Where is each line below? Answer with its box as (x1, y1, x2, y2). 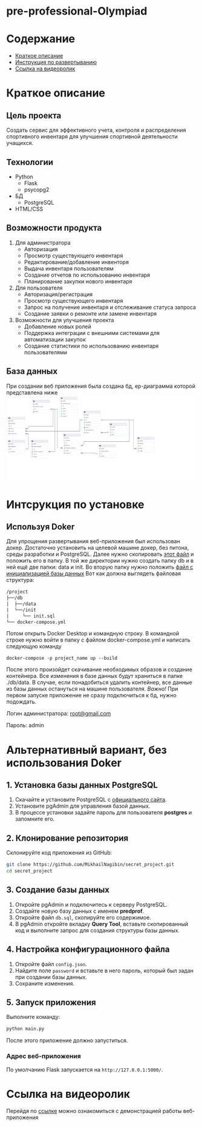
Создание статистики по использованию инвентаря (24, 342, 159, 350)
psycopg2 (24, 186, 50, 193)
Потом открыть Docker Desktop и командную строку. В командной (6, 630, 180, 637)
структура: (6, 577, 34, 584)
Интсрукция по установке (6, 498, 145, 511)
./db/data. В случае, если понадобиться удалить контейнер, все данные (6, 679, 192, 686)
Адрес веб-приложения (6, 1052, 81, 1060)
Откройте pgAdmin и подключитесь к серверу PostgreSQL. (15, 901, 168, 908)
